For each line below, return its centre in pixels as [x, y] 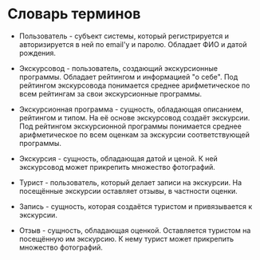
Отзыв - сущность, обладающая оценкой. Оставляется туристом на [135, 230]
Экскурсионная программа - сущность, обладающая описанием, [131, 109]
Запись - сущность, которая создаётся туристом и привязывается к [136, 206]
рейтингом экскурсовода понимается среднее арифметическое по [134, 85]
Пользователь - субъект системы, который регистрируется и [124, 36]
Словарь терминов [74, 14]
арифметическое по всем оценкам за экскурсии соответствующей [134, 134]
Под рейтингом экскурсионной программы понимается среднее [130, 126]
